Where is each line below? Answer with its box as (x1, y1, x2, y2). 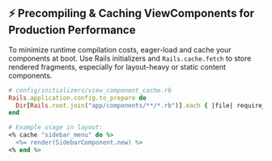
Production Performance (8, 23, 136, 37)
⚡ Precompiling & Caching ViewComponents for (8, 6, 255, 20)
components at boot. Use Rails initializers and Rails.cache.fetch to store (8, 53, 252, 63)
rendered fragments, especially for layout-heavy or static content (8, 61, 227, 71)
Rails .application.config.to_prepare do (8, 94, 147, 102)
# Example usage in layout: (8, 124, 104, 132)
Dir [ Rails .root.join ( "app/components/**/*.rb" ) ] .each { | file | (15, 101, 233, 109)
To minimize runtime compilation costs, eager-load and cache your (8, 44, 232, 54)
